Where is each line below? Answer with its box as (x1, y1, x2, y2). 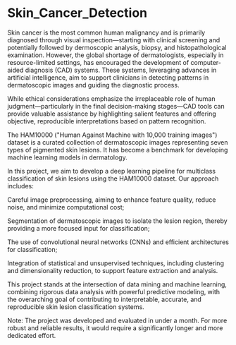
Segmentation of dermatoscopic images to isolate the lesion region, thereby (7, 217, 228, 225)
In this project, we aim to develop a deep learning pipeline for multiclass (7, 167, 216, 175)
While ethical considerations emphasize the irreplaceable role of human (7, 94, 216, 103)
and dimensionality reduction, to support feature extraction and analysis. (7, 266, 218, 274)
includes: (7, 181, 34, 190)
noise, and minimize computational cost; (7, 202, 125, 211)
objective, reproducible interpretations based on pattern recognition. (7, 116, 206, 125)
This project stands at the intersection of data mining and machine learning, (7, 280, 228, 289)
